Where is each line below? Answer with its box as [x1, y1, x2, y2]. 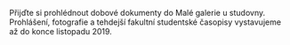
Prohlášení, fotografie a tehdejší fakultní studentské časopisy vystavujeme [9, 17, 282, 27]
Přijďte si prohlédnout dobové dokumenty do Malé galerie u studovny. [9, 8, 266, 18]
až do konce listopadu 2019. [9, 26, 113, 36]
